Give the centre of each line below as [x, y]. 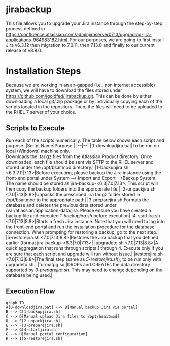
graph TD [15, 303]
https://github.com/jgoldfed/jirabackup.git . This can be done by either [79, 96]
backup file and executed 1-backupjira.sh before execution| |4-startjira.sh [83, 216]
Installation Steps [43, 71]
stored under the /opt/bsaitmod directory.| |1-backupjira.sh [67, 167]
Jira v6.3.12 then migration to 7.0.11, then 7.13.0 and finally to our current [80, 45]
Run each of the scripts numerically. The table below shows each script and [85, 140]
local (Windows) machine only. [38, 151]
